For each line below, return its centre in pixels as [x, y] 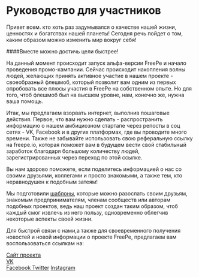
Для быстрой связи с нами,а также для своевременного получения [94, 230]
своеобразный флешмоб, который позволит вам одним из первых [91, 82]
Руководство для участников [84, 10]
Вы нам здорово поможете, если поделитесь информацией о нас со [94, 169]
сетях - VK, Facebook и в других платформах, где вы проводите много [97, 132]
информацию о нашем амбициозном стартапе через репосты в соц [93, 125]
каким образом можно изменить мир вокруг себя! [71, 40]
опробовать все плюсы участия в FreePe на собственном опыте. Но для [99, 88]
